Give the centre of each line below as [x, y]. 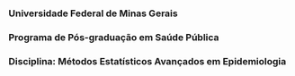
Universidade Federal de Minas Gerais [93, 13]
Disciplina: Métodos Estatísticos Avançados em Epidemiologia [147, 61]
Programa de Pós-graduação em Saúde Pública [114, 37]
